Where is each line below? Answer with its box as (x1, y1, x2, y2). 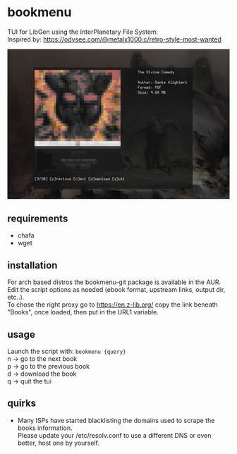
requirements (7, 212, 68, 224)
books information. (17, 424, 73, 432)
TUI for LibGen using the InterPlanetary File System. (7, 27, 159, 36)
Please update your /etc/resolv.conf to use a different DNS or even (17, 431, 212, 439)
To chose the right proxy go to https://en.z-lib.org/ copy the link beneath (7, 300, 219, 309)
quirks (7, 398, 37, 410)
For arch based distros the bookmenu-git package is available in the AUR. (7, 278, 221, 286)
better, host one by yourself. (17, 438, 100, 447)
